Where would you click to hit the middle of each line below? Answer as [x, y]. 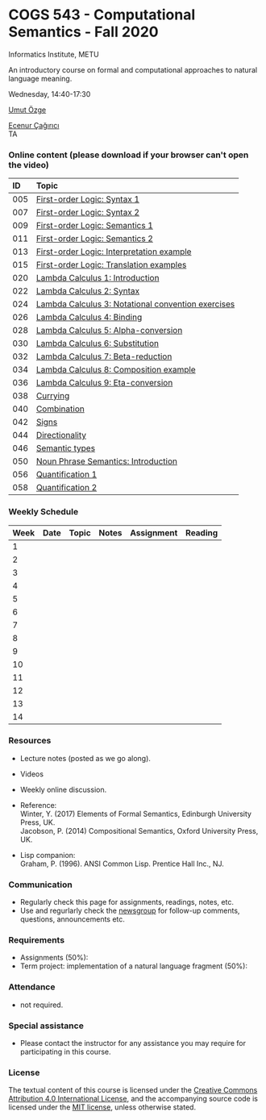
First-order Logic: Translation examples [111, 265]
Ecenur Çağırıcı [34, 125]
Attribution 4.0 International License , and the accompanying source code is [133, 1099]
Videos [32, 774]
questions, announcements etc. [72, 919]
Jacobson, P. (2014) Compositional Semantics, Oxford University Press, [139, 831]
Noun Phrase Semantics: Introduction [106, 461]
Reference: [38, 805]
